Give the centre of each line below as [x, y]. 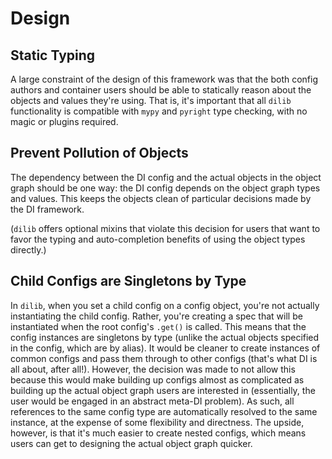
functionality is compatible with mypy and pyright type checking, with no [159, 111]
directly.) [28, 249]
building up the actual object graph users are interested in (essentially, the [163, 390]
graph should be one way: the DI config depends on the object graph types [165, 188]
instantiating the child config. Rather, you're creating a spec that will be [156, 316]
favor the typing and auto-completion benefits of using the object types [158, 239]
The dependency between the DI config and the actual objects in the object [166, 177]
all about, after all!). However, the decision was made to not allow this [153, 369]
